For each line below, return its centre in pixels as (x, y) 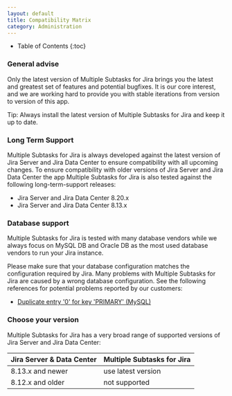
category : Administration (44, 26)
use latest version (132, 371)
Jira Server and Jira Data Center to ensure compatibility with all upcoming (113, 162)
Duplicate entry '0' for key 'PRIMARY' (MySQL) (84, 302)
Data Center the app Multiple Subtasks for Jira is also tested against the (110, 177)
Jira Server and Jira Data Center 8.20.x (73, 197)
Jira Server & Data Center (54, 359)
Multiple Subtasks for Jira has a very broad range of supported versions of (114, 335)
